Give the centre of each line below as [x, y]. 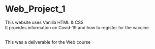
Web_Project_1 [35, 9]
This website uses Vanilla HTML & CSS [44, 22]
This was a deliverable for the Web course [48, 42]
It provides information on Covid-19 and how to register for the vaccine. [77, 27]
